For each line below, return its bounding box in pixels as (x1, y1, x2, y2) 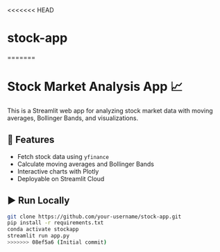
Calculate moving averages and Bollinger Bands (17, 160, 155, 168)
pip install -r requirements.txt (7, 219, 104, 226)
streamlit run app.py (7, 233, 70, 240)
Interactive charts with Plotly (17, 167, 99, 176)
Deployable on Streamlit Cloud (17, 174, 105, 183)
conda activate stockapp (7, 226, 79, 233)
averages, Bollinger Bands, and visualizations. (7, 114, 139, 122)
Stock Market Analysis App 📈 (7, 79, 183, 94)
